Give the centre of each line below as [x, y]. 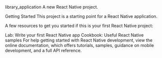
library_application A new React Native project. [52, 7]
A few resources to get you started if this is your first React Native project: [79, 26]
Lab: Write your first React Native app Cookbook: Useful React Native [74, 35]
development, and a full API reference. [43, 51]
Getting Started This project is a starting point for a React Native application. [81, 16]
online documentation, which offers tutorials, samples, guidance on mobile [80, 45]
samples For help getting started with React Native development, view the [79, 40]
